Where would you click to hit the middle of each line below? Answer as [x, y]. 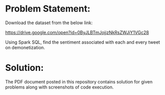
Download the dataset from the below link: [49, 23]
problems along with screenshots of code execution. [59, 87]
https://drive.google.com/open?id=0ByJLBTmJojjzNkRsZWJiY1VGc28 [77, 32]
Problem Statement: [48, 9]
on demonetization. [25, 47]
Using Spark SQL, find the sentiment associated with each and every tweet [83, 42]
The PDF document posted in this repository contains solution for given [79, 81]
